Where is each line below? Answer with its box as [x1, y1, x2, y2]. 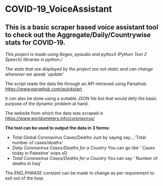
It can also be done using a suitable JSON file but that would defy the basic [5, 96, 157, 101]
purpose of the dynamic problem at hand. [5, 101, 89, 106]
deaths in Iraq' [12, 160, 42, 166]
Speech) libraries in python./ [5, 56, 63, 62]
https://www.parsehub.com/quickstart [5, 86, 82, 92]
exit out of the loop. [5, 175, 45, 181]
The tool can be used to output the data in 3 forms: [5, 125, 110, 131]
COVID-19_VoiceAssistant [5, 3, 113, 15]
